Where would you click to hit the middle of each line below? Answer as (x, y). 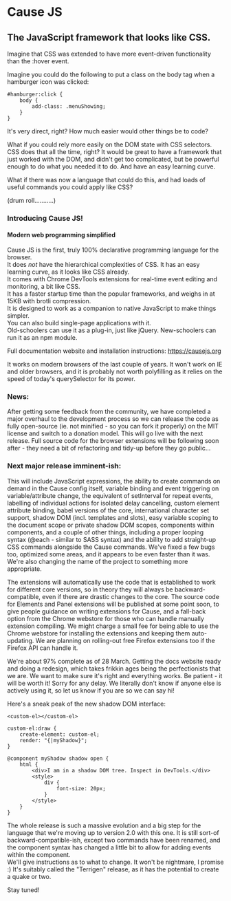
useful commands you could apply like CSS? (70, 187)
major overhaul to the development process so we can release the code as (113, 419)
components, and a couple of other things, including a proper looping (106, 532)
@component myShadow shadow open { (58, 758)
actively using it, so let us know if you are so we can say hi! (91, 690)
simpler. (18, 316)
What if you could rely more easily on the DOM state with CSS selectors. (110, 144)
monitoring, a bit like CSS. (44, 287)
